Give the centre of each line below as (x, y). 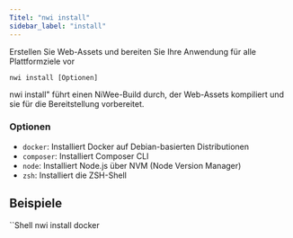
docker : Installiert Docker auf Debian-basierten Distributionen (136, 146)
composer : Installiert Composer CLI (85, 156)
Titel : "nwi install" (50, 18)
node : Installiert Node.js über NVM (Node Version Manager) (132, 165)
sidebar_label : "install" (58, 26)
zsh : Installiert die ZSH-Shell (75, 175)
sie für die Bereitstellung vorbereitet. (77, 103)
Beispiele (36, 203)
